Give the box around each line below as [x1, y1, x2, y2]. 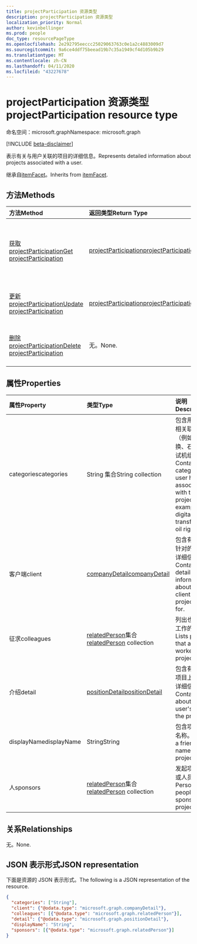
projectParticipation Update [9, 300, 84, 308]
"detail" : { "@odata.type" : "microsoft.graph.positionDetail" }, [11, 916, 169, 922]
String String [87, 737, 120, 746]
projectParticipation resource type [6, 109, 178, 122]
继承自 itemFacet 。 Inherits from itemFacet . [6, 171, 108, 178]
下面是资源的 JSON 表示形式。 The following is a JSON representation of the [6, 877, 190, 884]
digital [175, 510, 192, 518]
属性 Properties [6, 378, 61, 388]
